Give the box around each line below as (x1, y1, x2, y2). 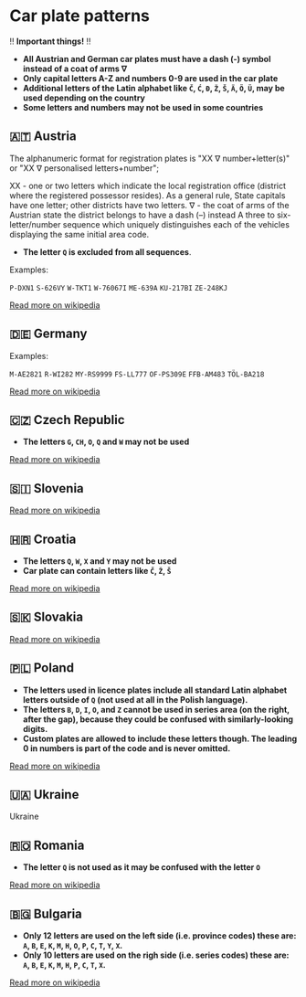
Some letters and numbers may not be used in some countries (22, 101, 263, 112)
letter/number (9, 218, 61, 229)
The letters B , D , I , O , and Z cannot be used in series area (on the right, (22, 704, 290, 715)
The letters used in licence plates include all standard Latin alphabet (22, 684, 288, 695)
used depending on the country (22, 92, 146, 103)
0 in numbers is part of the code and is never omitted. (22, 742, 231, 754)
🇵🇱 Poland (9, 660, 75, 676)
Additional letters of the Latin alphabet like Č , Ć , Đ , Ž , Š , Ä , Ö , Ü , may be (22, 82, 285, 93)
